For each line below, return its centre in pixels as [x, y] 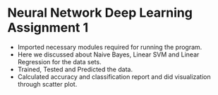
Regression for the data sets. [59, 61]
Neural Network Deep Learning [100, 13]
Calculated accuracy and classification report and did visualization [114, 76]
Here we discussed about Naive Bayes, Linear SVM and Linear [108, 54]
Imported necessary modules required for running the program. [110, 47]
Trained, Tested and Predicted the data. [75, 69]
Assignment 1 [48, 28]
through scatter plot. [47, 84]
